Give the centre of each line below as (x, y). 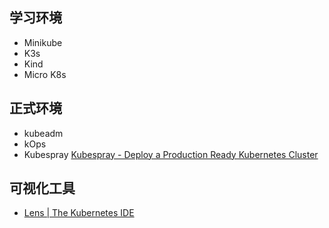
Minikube (43, 42)
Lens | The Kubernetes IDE (79, 213)
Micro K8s (45, 74)
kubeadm (43, 133)
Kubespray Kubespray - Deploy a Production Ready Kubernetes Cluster (171, 154)
